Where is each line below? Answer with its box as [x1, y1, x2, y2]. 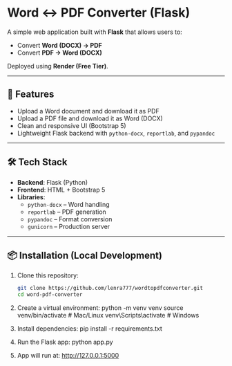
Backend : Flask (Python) [17, 178, 88, 186]
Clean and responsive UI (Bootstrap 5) [17, 121, 126, 129]
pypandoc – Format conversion [27, 214, 113, 223]
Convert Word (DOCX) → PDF [17, 41, 102, 49]
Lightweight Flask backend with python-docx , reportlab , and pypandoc [17, 129, 215, 137]
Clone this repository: [17, 271, 79, 280]
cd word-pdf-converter [17, 291, 83, 298]
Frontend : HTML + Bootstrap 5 [17, 185, 106, 194]
